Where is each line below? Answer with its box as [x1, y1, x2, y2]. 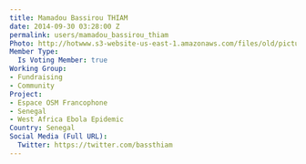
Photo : [9, 38, 35, 48]
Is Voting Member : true [17, 56, 107, 65]
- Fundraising [9, 73, 64, 82]
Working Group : [9, 65, 67, 74]
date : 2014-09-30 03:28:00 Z [9, 22, 120, 31]
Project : [9, 89, 43, 98]
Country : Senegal [9, 124, 76, 133]
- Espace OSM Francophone [9, 97, 107, 108]
